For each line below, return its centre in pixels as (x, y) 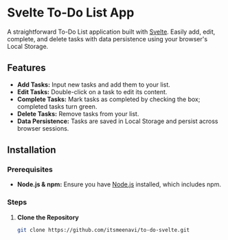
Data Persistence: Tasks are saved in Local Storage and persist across (117, 121)
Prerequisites (30, 170)
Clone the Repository (48, 217)
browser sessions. (43, 128)
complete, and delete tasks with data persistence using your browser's (107, 39)
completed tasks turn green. (57, 106)
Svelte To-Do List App (71, 13)
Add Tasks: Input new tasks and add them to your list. (93, 85)
